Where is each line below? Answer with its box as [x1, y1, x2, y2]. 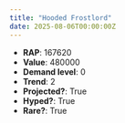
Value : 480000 [22, 56, 80, 67]
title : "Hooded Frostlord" [9, 13, 112, 23]
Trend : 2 [22, 76, 57, 87]
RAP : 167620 [22, 46, 72, 57]
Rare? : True [22, 105, 68, 116]
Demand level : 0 [22, 66, 86, 77]
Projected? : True [22, 86, 88, 97]
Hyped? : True [22, 95, 76, 106]
